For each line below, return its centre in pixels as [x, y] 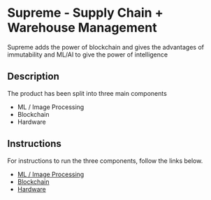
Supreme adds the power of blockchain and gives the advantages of [106, 47]
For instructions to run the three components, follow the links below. [105, 160]
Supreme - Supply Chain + [85, 13]
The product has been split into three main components [87, 93]
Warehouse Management [82, 28]
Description [33, 77]
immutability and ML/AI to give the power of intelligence [88, 55]
